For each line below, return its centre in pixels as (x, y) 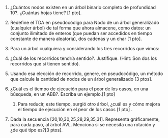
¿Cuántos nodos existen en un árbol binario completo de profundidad (83, 7)
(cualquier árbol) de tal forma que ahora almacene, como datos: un (80, 28)
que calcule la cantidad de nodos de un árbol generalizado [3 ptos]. (81, 79)
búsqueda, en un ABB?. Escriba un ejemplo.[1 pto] (63, 94)
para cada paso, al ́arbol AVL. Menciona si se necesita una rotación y (82, 125)
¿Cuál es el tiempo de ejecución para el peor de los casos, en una (79, 89)
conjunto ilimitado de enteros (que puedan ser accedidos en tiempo (81, 33)
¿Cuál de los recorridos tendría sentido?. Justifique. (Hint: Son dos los (83, 58)
